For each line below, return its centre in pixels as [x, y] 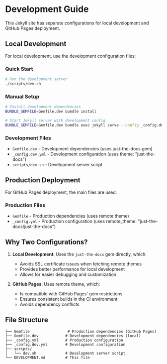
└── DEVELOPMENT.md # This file [48, 358]
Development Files [28, 138]
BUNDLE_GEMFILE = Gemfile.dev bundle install [51, 111]
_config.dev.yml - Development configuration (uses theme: [73, 154]
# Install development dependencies [43, 107]
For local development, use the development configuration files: [71, 56]
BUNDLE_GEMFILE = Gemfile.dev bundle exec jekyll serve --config [72, 125]
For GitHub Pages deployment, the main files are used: [61, 192]
